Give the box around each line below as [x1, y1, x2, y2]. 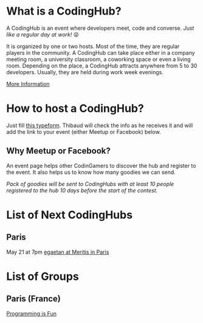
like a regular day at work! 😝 [6, 30, 80, 38]
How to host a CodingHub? [6, 102, 144, 116]
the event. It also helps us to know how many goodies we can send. [6, 168, 176, 176]
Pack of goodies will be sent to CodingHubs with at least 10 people [6, 180, 174, 187]
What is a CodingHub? [6, 4, 122, 18]
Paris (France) [6, 294, 61, 304]
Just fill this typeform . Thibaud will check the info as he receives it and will [6, 122, 193, 129]
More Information [6, 80, 50, 88]
